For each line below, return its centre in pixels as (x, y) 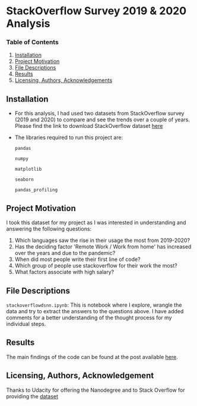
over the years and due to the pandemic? (65, 253)
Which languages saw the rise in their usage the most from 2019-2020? (102, 240)
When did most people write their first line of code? (77, 259)
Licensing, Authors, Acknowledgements (63, 80)
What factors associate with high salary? (64, 272)
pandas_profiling (36, 190)
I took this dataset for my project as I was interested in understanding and (96, 223)
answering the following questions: (49, 229)
